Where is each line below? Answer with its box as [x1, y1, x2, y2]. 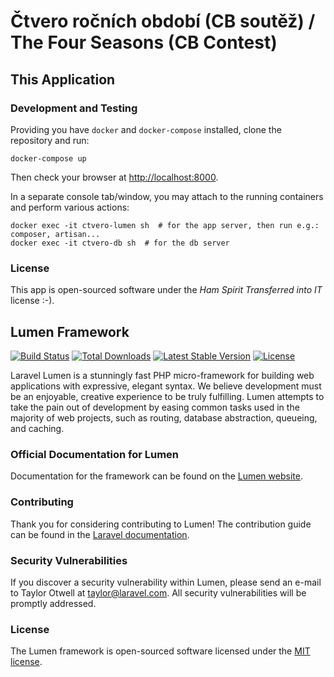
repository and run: [10, 134, 90, 146]
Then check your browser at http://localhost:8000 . [10, 171, 219, 183]
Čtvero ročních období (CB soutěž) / [10, 10, 316, 33]
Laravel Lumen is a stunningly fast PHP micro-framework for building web [10, 369, 315, 381]
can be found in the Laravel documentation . [10, 528, 190, 540]
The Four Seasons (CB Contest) [10, 31, 278, 54]
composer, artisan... [10, 229, 101, 239]
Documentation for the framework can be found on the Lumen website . [10, 470, 303, 482]
